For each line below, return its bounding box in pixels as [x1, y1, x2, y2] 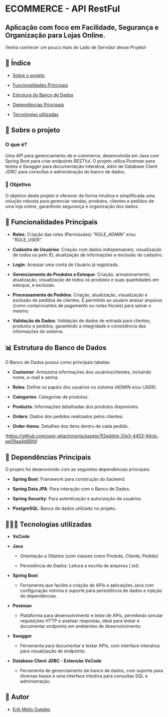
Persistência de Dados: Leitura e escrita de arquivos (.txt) [20, 563, 139, 569]
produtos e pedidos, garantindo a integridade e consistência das [12, 323, 146, 329]
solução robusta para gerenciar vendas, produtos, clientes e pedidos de [5, 198, 154, 204]
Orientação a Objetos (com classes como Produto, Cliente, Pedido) [20, 553, 159, 559]
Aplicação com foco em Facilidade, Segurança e [5, 23, 159, 32]
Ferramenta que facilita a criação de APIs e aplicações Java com [20, 582, 154, 589]
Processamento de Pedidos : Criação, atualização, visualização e [12, 292, 148, 298]
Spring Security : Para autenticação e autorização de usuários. [12, 496, 142, 502]
